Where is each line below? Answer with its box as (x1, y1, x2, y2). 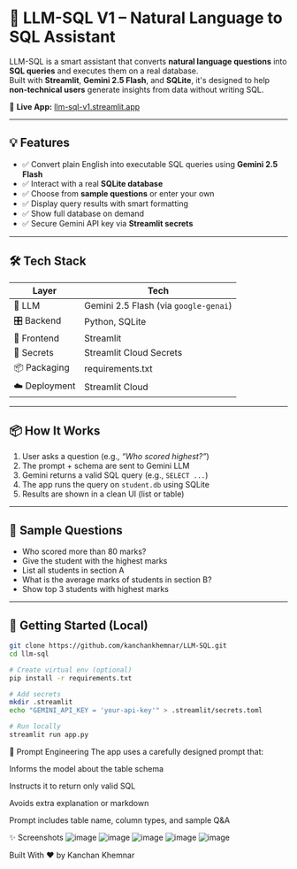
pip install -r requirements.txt (9, 673, 133, 682)
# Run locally (9, 722, 62, 731)
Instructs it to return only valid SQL (9, 781, 136, 791)
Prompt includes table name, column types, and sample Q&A (9, 814, 231, 826)
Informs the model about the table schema (9, 763, 164, 773)
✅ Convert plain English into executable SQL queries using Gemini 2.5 (21, 158, 278, 169)
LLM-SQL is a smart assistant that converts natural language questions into (9, 56, 287, 66)
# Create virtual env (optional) (9, 665, 133, 674)
